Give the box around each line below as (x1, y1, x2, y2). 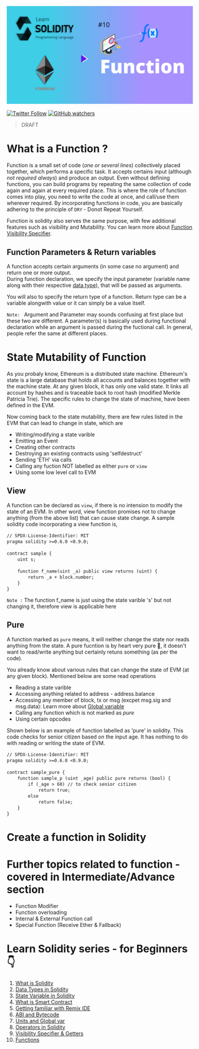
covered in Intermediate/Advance (6, 870, 175, 884)
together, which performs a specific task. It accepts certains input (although (6, 168, 192, 175)
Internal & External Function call (15, 915, 93, 922)
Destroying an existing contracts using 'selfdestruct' (15, 450, 143, 457)
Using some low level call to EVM (15, 468, 96, 476)
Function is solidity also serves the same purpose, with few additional (6, 218, 176, 225)
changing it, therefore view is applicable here (6, 603, 117, 610)
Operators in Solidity (15, 1024, 66, 1031)
